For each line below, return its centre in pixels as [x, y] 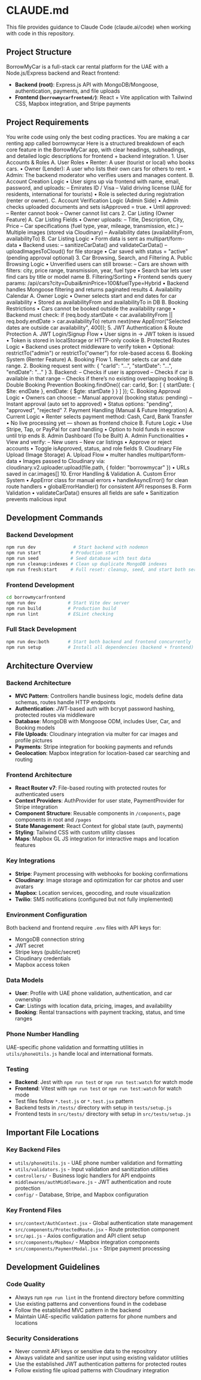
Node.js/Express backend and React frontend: [63, 73]
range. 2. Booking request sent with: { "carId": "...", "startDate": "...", [89, 365]
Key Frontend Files [34, 1210]
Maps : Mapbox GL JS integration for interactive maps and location [97, 839]
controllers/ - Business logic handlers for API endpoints [85, 1175]
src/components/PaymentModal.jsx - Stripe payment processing [92, 1248]
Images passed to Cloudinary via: [64, 461]
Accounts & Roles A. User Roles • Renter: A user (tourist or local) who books [100, 162]
